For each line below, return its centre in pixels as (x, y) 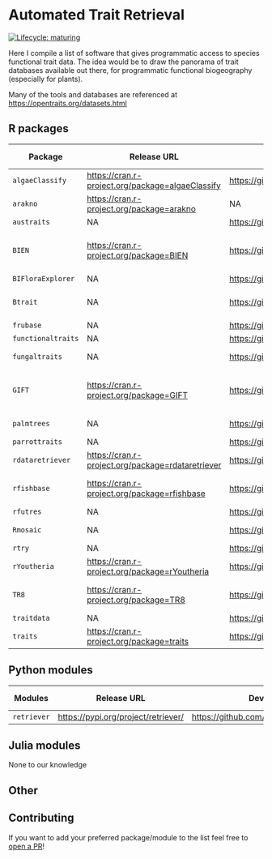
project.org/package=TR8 (136, 600)
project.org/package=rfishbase (146, 494)
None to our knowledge (48, 765)
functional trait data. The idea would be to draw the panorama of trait (123, 62)
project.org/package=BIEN (137, 255)
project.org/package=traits (137, 641)
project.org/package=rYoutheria (148, 571)
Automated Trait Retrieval (96, 15)
